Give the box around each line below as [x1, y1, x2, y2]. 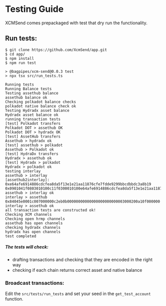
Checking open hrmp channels [5, 216, 65, 221]
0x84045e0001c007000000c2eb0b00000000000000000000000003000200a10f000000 [5, 199, 161, 204]
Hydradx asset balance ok [5, 112, 58, 117]
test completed [5, 234, 37, 239]
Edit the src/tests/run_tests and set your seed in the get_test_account [5, 291, 151, 297]
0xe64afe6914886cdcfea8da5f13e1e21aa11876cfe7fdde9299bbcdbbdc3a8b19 [5, 182, 152, 187]
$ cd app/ [5, 51, 26, 56]
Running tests [5, 82, 35, 87]
